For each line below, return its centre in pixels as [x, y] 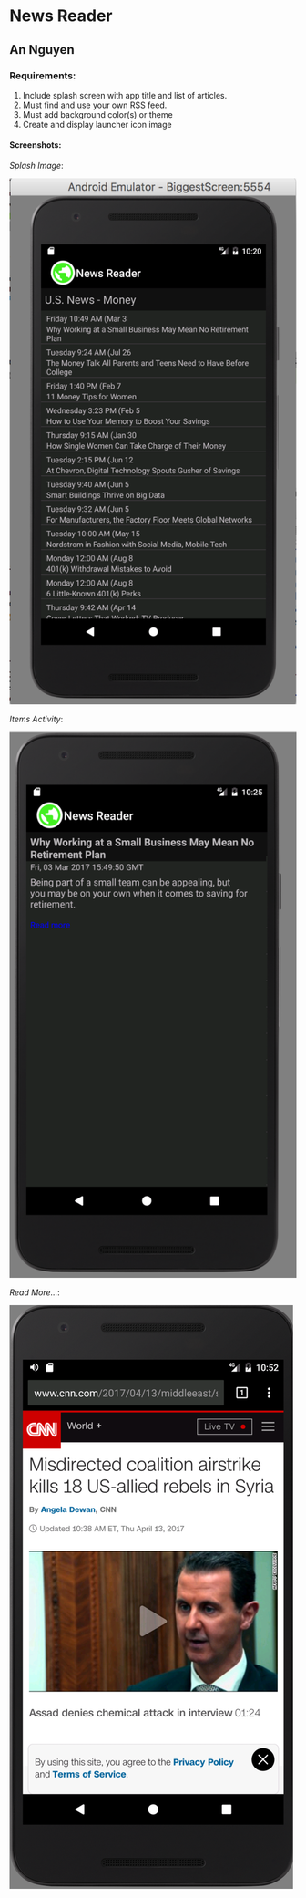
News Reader [61, 16]
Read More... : [35, 1292]
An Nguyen [42, 50]
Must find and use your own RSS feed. [95, 105]
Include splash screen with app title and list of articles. [125, 95]
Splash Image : [36, 166]
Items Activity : [36, 719]
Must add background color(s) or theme [97, 114]
